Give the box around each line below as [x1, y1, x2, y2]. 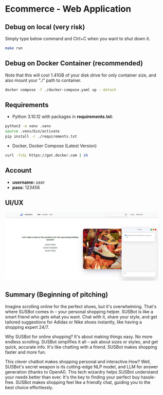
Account [5, 167, 32, 175]
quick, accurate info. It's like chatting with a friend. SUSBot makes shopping [5, 344, 157, 350]
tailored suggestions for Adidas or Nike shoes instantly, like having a [5, 319, 142, 325]
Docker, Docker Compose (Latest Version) [12, 143, 97, 149]
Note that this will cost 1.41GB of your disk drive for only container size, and [5, 72, 157, 78]
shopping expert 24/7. [5, 324, 50, 330]
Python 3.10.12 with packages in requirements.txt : [12, 113, 113, 120]
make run [5, 46, 23, 51]
